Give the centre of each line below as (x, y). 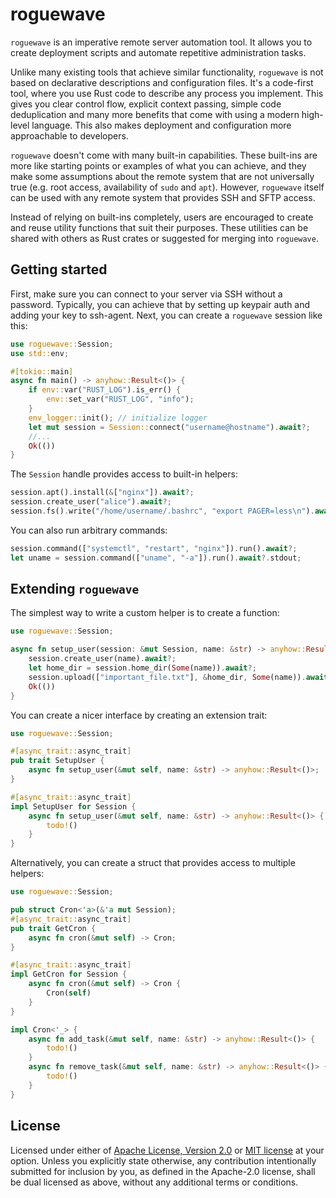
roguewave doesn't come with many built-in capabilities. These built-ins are (164, 155)
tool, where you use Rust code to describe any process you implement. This (167, 93)
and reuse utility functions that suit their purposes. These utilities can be (159, 227)
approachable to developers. (69, 135)
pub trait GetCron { (53, 928)
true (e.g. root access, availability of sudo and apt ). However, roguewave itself (167, 187)
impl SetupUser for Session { (73, 806)
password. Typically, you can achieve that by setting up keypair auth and (160, 304)
